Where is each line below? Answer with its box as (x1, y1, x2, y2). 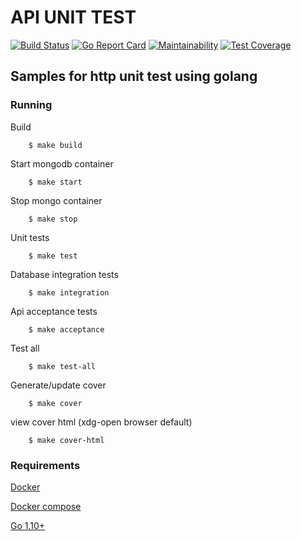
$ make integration (28, 287, 110, 298)
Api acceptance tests (10, 305, 98, 317)
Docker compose (10, 500, 82, 512)
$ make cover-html (28, 435, 105, 445)
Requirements (10, 458, 81, 472)
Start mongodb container (10, 157, 114, 170)
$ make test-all (28, 361, 97, 371)
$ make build (28, 140, 83, 150)
